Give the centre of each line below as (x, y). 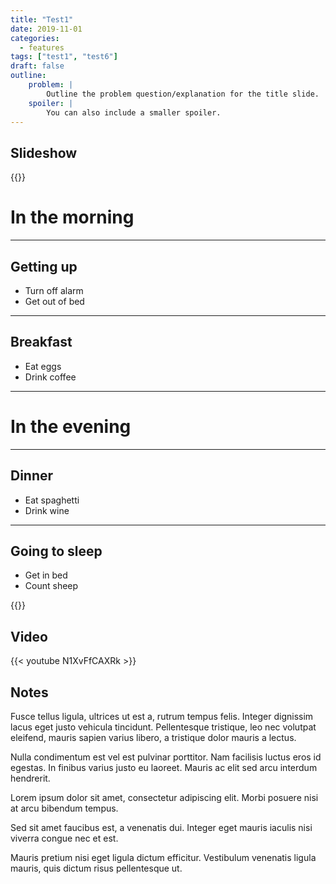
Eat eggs (43, 366)
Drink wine (47, 510)
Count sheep (51, 586)
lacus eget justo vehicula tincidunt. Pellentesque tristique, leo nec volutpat (163, 727)
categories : (35, 38)
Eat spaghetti (52, 500)
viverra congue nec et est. (64, 838)
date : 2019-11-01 (46, 29)
